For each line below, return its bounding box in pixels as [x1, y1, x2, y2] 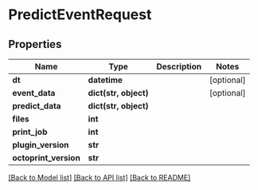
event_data [12, 88, 56, 98]
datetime [88, 74, 123, 85]
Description [156, 61, 201, 72]
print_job [12, 126, 48, 137]
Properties [8, 38, 62, 51]
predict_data [12, 101, 61, 111]
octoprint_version [12, 152, 81, 163]
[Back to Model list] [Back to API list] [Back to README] [8, 173, 191, 182]
